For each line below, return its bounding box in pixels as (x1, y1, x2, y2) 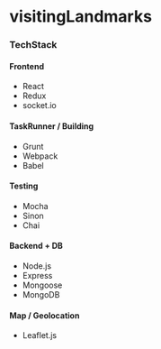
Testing (9, 180, 39, 191)
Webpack (22, 151, 58, 161)
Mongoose (22, 280, 63, 290)
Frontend (9, 60, 45, 71)
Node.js (22, 260, 52, 271)
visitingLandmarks (9, 6, 153, 27)
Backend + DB (9, 241, 63, 252)
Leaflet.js (22, 330, 58, 341)
